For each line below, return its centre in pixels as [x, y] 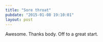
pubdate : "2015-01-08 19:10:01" [40, 15]
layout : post [19, 19]
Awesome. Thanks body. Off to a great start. [52, 34]
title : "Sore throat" [28, 10]
